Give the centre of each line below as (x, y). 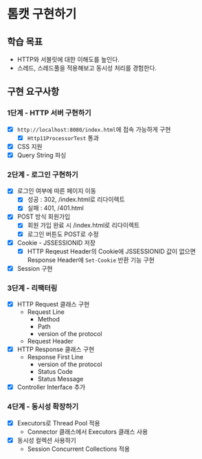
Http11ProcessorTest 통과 (63, 137)
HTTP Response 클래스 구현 (56, 349)
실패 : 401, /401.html (55, 208)
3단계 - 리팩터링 (32, 288)
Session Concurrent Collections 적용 (79, 449)
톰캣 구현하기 (42, 14)
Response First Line (55, 357)
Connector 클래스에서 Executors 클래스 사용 (88, 432)
